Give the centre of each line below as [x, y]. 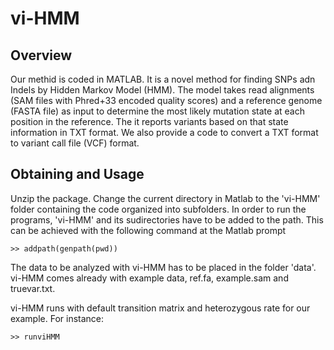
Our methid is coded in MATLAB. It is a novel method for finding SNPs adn [163, 79]
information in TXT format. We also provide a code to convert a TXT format [164, 132]
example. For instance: [57, 318]
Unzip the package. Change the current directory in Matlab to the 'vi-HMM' [165, 198]
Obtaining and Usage [77, 174]
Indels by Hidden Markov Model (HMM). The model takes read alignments [162, 90]
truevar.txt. [33, 288]
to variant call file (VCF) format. [75, 143]
